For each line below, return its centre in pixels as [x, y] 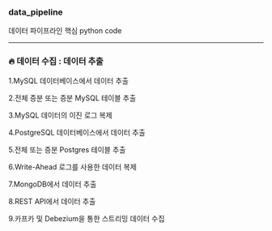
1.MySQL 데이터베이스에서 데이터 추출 [69, 80]
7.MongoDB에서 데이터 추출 [53, 184]
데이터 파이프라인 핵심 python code [65, 31]
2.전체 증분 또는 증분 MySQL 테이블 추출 [72, 98]
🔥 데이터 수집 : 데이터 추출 [56, 62]
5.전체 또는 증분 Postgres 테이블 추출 [67, 149]
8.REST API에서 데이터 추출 [52, 201]
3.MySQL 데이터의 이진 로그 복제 [61, 115]
